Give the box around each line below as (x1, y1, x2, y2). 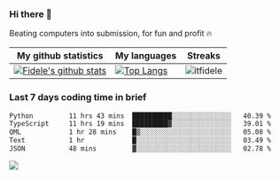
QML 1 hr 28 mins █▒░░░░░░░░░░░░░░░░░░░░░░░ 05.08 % (9, 128, 272, 136)
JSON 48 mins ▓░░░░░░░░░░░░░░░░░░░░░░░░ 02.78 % (9, 144, 272, 153)
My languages (114, 50, 177, 62)
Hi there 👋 (9, 8, 53, 20)
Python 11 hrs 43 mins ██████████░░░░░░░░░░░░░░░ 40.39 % (9, 111, 272, 121)
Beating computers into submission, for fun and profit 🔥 (9, 28, 213, 39)
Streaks (187, 50, 221, 62)
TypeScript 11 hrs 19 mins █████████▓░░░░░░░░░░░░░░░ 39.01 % (9, 120, 272, 128)
